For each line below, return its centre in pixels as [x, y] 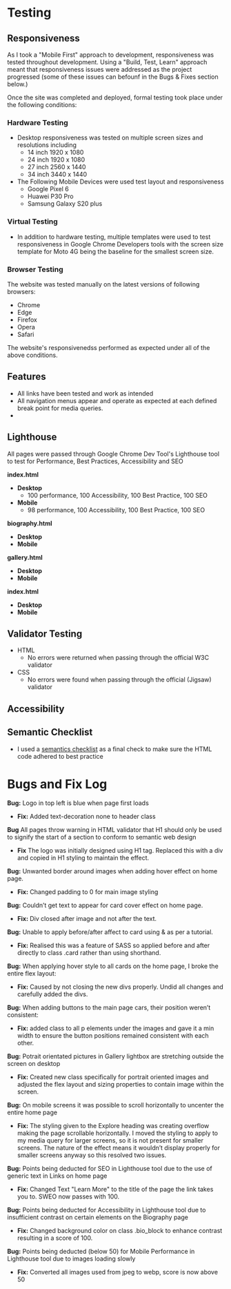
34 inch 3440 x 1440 [57, 175]
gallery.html [25, 557]
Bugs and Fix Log [57, 784]
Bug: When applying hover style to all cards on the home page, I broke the [113, 966]
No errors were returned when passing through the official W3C [118, 658]
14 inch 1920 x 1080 [56, 153]
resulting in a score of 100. [55, 1238]
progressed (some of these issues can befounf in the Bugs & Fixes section [113, 77]
